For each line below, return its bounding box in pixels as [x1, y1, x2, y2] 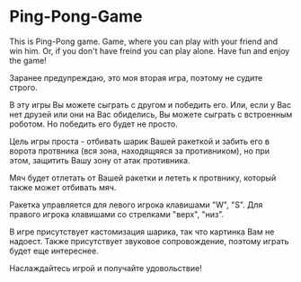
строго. [9, 82, 39, 93]
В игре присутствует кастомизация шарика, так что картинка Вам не [9, 226, 275, 237]
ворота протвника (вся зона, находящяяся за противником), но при [9, 145, 270, 156]
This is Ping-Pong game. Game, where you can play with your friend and [9, 36, 279, 47]
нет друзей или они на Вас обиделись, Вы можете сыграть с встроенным [9, 109, 293, 119]
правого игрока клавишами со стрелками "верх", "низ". [9, 208, 225, 219]
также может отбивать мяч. [9, 181, 117, 192]
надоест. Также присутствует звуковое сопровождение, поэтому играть [9, 235, 289, 246]
